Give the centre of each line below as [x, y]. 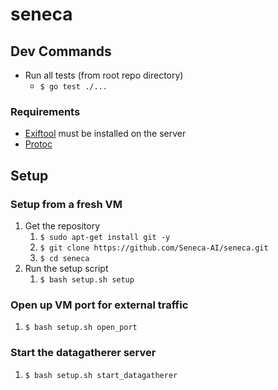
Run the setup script [66, 268]
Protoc [38, 144]
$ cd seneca [64, 258]
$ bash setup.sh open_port [81, 328]
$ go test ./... [73, 87]
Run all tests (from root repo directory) [104, 75]
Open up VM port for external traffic [99, 305]
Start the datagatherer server [83, 353]
